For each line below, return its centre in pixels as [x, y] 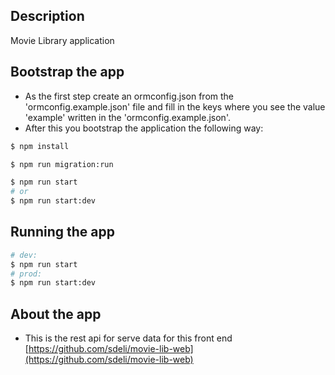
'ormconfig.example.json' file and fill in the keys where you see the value [175, 106]
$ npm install [40, 146]
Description [47, 16]
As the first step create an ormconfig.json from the [129, 96]
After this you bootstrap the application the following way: [144, 128]
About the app [56, 314]
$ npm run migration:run [62, 164]
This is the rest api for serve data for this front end [128, 338]
